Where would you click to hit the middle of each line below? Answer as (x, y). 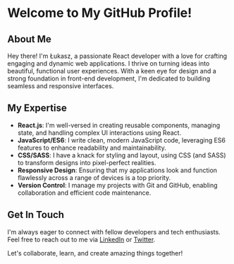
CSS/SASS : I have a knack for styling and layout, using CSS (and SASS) (122, 155)
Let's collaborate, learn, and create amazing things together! (95, 253)
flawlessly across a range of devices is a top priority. (94, 177)
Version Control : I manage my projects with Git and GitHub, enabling (117, 185)
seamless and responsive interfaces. (61, 86)
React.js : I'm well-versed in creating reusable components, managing (119, 125)
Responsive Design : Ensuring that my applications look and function (117, 170)
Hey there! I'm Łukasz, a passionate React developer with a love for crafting (117, 56)
